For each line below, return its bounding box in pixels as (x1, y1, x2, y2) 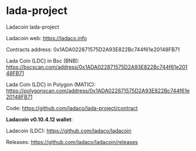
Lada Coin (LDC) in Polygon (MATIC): (6, 80, 96, 88)
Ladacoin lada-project (6, 23, 60, 30)
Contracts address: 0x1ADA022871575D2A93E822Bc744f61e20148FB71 (6, 45, 180, 53)
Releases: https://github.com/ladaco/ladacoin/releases (6, 138, 138, 145)
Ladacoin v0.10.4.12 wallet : (6, 115, 73, 123)
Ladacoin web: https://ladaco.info (6, 34, 87, 41)
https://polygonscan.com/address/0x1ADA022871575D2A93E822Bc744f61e (6, 87, 190, 94)
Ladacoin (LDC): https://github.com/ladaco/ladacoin (6, 127, 132, 134)
